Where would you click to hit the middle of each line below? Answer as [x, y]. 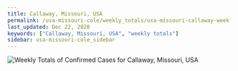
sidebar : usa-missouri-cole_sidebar [61, 40]
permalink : [23, 20]
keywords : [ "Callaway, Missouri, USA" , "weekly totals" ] [93, 33]
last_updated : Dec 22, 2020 [49, 27]
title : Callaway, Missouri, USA [55, 14]
